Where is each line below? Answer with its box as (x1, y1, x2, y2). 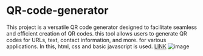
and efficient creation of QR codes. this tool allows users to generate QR (6, 30, 187, 37)
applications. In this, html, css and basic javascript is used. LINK (6, 43, 167, 50)
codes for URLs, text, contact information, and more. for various (6, 36, 167, 43)
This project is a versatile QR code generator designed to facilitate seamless (6, 23, 198, 31)
